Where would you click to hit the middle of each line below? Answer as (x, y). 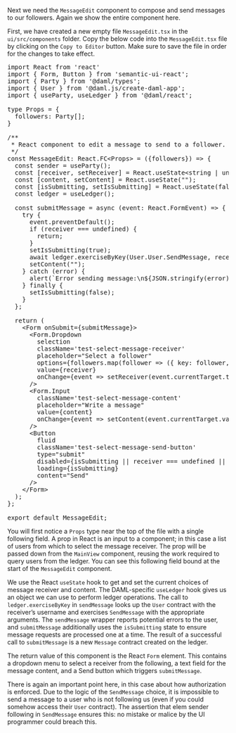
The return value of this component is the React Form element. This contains (117, 656)
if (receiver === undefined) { (83, 229)
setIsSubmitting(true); (70, 250)
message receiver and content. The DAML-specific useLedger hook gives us (117, 590)
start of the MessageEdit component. (60, 569)
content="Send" (63, 476)
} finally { (42, 286)
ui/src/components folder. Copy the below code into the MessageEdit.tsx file (117, 39)
